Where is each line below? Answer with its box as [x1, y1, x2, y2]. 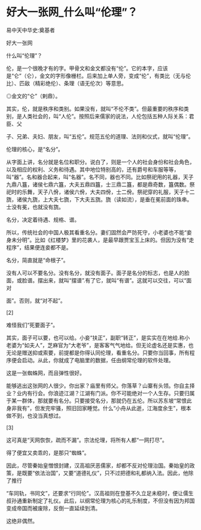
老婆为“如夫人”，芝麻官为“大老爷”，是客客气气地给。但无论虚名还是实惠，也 [6, 341, 194, 348]
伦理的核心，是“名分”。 [6, 145, 64, 153]
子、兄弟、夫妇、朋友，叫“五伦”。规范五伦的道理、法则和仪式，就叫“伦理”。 [6, 132, 194, 140]
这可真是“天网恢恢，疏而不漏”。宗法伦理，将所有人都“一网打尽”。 [6, 436, 167, 444]
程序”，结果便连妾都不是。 [6, 243, 72, 251]
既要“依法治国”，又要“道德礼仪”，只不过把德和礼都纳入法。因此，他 [22, 469, 188, 477]
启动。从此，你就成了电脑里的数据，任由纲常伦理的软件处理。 [22, 356, 174, 363]
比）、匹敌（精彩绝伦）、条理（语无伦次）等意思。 [6, 79, 127, 87]
